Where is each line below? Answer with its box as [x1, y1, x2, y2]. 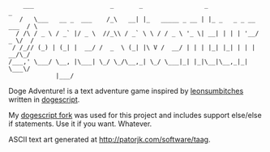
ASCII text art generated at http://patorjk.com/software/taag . [8, 135, 211, 144]
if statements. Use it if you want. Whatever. [8, 119, 152, 129]
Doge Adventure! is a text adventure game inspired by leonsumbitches [8, 87, 244, 95]
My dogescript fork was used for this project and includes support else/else [8, 111, 262, 120]
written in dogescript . [8, 95, 80, 104]
